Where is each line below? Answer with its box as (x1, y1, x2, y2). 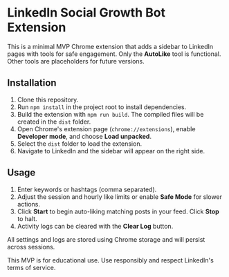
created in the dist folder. (17, 117, 91, 126)
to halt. (17, 214, 37, 222)
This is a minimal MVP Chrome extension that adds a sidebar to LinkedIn (7, 42, 213, 50)
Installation (7, 77, 57, 89)
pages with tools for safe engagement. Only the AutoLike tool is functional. (7, 50, 221, 58)
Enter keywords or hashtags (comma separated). (17, 185, 157, 193)
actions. (17, 200, 40, 208)
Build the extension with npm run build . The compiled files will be (17, 110, 204, 118)
